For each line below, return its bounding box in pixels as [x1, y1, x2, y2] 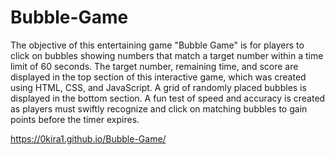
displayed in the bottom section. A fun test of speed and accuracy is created [10, 92, 326, 104]
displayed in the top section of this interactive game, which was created [10, 71, 307, 83]
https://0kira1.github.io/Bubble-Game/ [10, 132, 167, 145]
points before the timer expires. [10, 113, 140, 125]
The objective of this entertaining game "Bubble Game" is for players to [10, 39, 305, 51]
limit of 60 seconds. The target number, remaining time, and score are [10, 60, 299, 72]
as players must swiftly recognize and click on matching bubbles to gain [10, 102, 308, 115]
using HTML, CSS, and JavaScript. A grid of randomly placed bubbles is [10, 81, 307, 93]
